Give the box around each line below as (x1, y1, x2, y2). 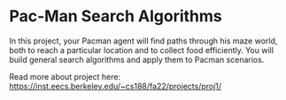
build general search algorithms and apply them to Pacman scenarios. (9, 54, 265, 65)
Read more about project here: (9, 71, 121, 81)
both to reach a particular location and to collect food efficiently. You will (9, 44, 274, 55)
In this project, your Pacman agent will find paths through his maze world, (9, 35, 278, 46)
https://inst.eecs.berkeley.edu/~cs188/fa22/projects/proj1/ (9, 81, 222, 91)
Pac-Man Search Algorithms (9, 6, 223, 27)
